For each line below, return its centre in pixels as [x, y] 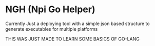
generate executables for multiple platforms [52, 29]
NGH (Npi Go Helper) [50, 9]
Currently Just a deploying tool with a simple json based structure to [77, 24]
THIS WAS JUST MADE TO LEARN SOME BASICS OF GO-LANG [72, 39]
